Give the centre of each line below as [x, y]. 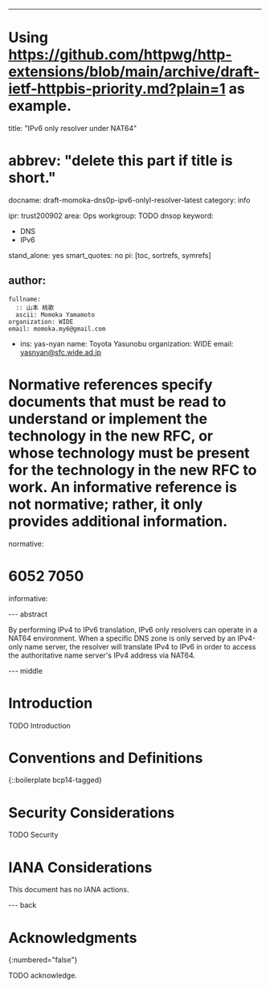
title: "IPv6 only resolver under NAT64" [73, 128]
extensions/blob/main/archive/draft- [134, 72]
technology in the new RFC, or [111, 436]
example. [40, 106]
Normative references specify [110, 385]
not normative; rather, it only [106, 504]
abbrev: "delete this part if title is [121, 161]
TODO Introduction [39, 725]
